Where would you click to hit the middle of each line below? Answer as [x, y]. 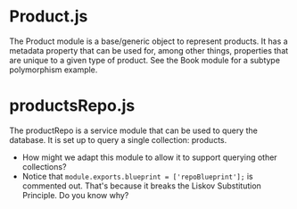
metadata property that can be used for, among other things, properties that [149, 50]
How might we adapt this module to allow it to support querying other [150, 157]
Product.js [49, 17]
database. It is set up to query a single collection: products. [118, 139]
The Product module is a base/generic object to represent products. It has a [148, 41]
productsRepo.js [72, 106]
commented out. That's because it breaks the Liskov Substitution [141, 186]
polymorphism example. [54, 70]
